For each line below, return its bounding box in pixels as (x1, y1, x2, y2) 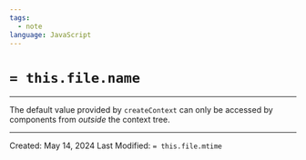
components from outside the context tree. (9, 115, 170, 125)
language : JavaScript (9, 30, 92, 39)
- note (17, 22, 43, 31)
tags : (9, 13, 30, 23)
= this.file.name (9, 69, 141, 86)
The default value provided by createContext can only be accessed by (9, 105, 273, 115)
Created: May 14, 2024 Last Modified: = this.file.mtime (9, 140, 223, 151)
